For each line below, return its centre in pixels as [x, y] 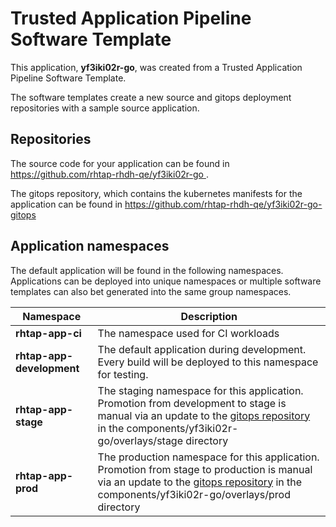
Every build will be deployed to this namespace [208, 362]
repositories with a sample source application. [105, 108]
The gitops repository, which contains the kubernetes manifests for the [156, 193]
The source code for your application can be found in [120, 163]
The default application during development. [202, 349]
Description [209, 316]
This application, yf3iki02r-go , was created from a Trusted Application [156, 67]
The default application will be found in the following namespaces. [147, 270]
